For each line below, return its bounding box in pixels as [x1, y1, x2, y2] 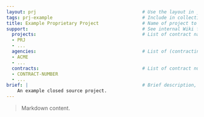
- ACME [12, 54, 29, 60]
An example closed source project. [17, 88, 107, 94]
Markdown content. [21, 104, 70, 112]
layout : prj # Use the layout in [6, 8, 194, 15]
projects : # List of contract [12, 32, 191, 38]
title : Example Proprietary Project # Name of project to [6, 20, 197, 26]
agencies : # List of [12, 48, 167, 55]
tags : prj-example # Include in [6, 15, 175, 21]
